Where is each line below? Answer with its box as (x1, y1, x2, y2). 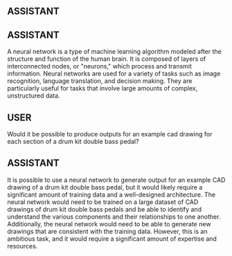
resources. (7, 241, 38, 250)
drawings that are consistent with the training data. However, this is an (7, 227, 208, 235)
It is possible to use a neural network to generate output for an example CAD (7, 176, 226, 184)
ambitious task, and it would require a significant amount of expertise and (7, 235, 217, 243)
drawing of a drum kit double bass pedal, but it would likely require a (7, 183, 203, 191)
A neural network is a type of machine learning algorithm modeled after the (7, 48, 222, 56)
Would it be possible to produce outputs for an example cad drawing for (7, 130, 213, 138)
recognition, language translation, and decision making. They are (7, 77, 193, 85)
